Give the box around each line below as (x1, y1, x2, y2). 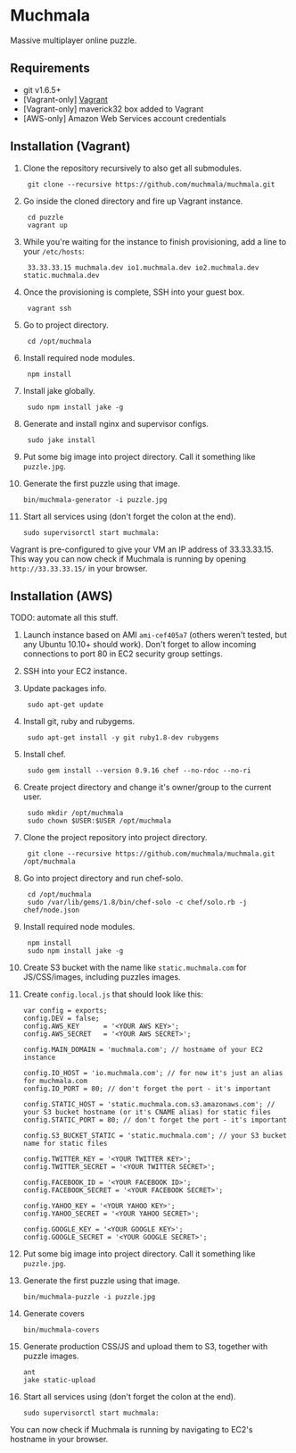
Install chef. (22, 749, 66, 760)
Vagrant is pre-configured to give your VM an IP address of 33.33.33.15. (10, 544, 275, 555)
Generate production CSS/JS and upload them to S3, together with (22, 1341, 268, 1352)
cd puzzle (27, 213, 64, 221)
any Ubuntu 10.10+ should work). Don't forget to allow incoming (22, 639, 257, 650)
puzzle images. (22, 1350, 79, 1362)
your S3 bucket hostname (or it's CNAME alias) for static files (22, 1108, 271, 1117)
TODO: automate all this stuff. (10, 613, 119, 623)
